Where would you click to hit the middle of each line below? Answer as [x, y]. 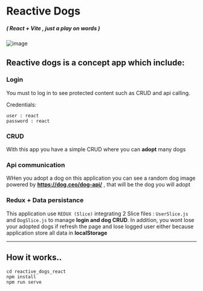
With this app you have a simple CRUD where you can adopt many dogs [96, 149]
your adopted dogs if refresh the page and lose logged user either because [100, 226]
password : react [28, 121]
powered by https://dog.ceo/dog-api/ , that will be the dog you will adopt [98, 185]
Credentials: [21, 105]
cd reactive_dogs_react [36, 271]
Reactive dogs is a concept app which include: [95, 63]
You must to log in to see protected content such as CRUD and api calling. [98, 93]
